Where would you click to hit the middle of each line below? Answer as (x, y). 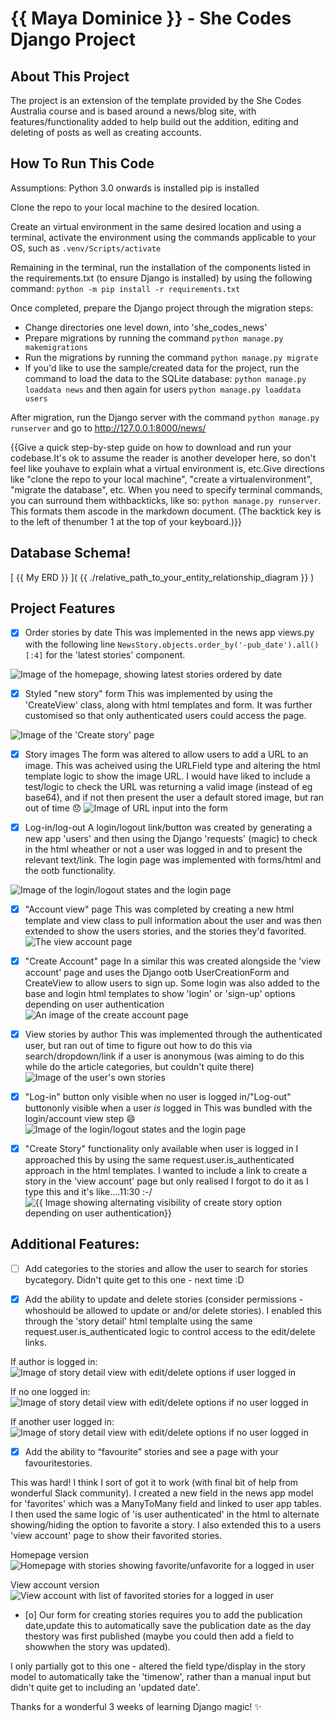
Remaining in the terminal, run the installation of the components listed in (160, 267)
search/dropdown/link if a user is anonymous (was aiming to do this (164, 1056)
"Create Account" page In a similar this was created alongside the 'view (173, 961)
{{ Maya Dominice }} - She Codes (151, 18)
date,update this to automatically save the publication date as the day (168, 1625)
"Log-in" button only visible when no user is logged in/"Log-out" (158, 1096)
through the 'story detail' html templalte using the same (138, 1321)
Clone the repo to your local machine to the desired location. (135, 207)
